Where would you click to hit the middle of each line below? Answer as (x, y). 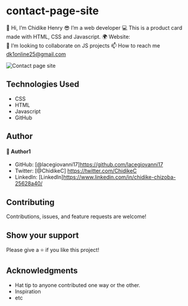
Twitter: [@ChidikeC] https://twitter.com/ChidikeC (76, 171)
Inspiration (28, 291)
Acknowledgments (42, 271)
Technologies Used (43, 84)
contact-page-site (53, 11)
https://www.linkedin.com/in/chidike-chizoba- (120, 177)
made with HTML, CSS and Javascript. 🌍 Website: (68, 36)
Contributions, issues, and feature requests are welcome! (76, 217)
